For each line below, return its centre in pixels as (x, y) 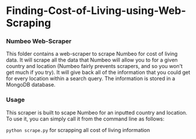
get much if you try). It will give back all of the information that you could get (98, 72)
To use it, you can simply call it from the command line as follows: (85, 119)
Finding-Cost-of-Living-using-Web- (96, 11)
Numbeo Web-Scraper (39, 41)
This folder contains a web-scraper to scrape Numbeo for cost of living (92, 54)
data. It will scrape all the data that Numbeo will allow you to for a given (92, 60)
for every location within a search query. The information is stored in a (91, 79)
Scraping (29, 23)
